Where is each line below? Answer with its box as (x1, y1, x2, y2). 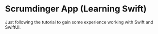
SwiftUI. (5, 24, 21, 30)
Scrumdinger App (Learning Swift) (5, 3, 147, 14)
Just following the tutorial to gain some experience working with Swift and (5, 19, 154, 25)
